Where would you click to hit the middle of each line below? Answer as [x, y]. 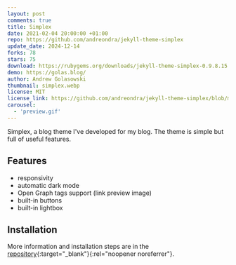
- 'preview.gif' [37, 111]
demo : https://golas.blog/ [47, 72]
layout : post [26, 14]
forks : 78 [22, 53]
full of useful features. [39, 139]
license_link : [28, 99]
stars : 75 [22, 60]
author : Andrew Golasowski [47, 79]
